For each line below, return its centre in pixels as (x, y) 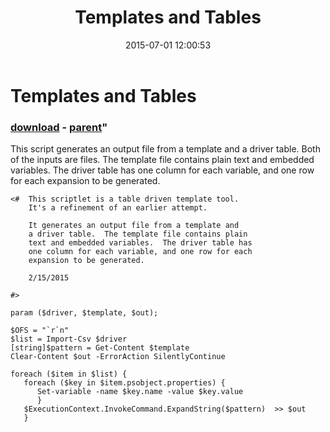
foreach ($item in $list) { (69, 374)
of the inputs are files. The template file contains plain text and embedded (162, 160)
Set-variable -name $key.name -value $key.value (140, 392)
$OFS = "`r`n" (40, 331)
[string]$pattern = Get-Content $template (100, 348)
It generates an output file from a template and (134, 226)
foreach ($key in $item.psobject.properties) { (124, 383)
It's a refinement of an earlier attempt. (118, 208)
